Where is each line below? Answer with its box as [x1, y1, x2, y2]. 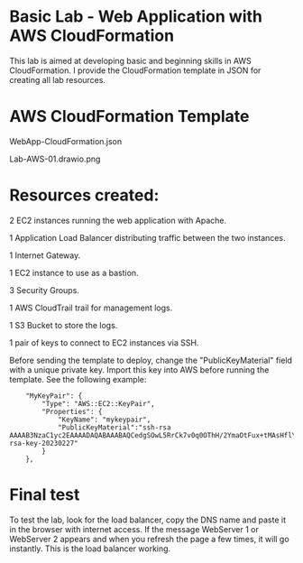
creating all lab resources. [9, 74, 106, 85]
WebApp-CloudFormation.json [9, 135, 123, 146]
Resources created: [9, 185, 160, 206]
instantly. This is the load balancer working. [9, 543, 171, 554]
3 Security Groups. [9, 284, 79, 295]
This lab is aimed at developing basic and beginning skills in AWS [9, 55, 252, 66]
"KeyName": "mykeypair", [57, 415, 151, 424]
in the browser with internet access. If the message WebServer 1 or [9, 523, 259, 534]
